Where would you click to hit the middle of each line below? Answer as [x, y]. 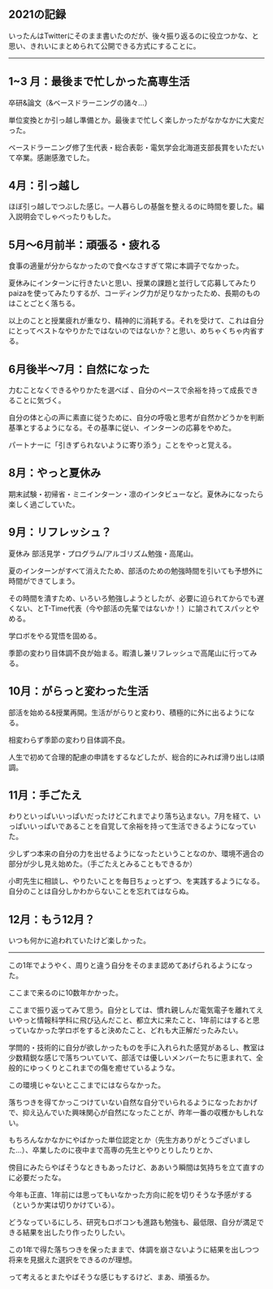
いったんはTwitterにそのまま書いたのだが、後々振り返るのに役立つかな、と [134, 36]
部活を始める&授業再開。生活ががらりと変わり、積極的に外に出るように [128, 712]
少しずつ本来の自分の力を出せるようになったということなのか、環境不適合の [136, 854]
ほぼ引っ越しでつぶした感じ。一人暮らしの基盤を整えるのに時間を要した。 [133, 206]
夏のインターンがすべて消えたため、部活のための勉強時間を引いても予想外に [136, 570]
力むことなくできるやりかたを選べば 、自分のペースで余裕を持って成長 [126, 390]
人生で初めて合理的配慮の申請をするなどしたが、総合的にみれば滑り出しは [133, 757]
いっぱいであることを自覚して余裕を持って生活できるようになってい [143, 826]
